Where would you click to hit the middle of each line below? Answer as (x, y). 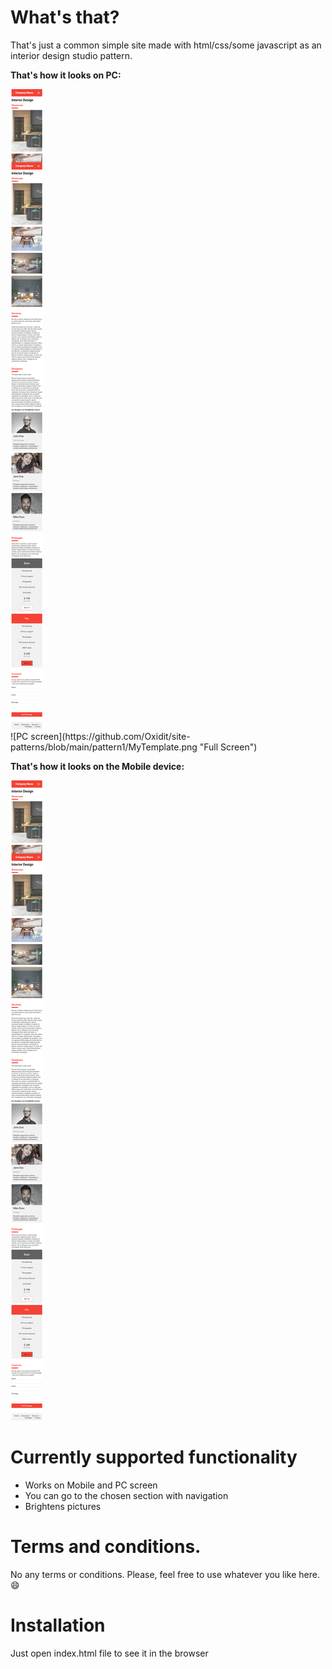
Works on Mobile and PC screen (91, 1485)
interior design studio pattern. (71, 55)
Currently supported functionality (154, 1457)
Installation (58, 1625)
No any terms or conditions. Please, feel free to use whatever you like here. (165, 1574)
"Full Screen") (228, 747)
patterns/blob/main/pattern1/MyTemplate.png (104, 747)
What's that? (65, 17)
